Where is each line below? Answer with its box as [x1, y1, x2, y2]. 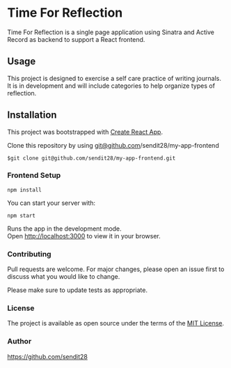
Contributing [7, 249, 51, 259]
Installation [7, 109, 57, 121]
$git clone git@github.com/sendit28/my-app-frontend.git [7, 155, 176, 162]
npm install [7, 186, 42, 193]
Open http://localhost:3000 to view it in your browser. [7, 231, 161, 240]
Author [7, 337, 32, 346]
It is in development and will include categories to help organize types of [7, 82, 216, 90]
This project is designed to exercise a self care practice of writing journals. [7, 74, 221, 82]
